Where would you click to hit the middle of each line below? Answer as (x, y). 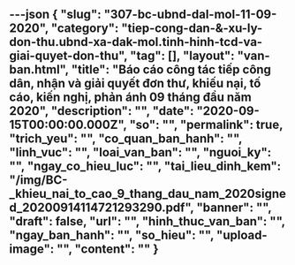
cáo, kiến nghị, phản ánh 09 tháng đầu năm (130, 98)
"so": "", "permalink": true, (206, 125)
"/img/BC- (38, 180)
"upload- (242, 235)
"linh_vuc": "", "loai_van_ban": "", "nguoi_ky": (140, 152)
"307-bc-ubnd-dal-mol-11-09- (190, 15)
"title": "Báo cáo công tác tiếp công (171, 70)
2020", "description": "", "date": (102, 111)
